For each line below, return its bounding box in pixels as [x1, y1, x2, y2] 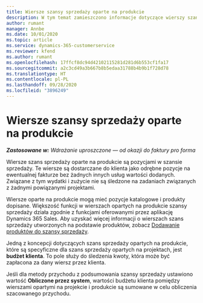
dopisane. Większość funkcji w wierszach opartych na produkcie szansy [6, 202, 187, 209]
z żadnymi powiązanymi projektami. [6, 184, 95, 191]
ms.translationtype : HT [6, 71, 66, 77]
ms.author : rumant [6, 54, 53, 60]
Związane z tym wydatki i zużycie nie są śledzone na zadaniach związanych [6, 177, 196, 184]
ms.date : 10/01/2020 [6, 31, 59, 37]
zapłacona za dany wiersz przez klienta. [6, 258, 106, 266]
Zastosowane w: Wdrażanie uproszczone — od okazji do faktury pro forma [6, 146, 196, 154]
